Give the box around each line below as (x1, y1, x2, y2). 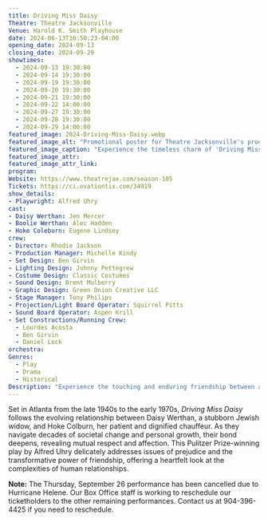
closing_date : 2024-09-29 (8, 49, 94, 57)
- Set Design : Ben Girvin (8, 256, 94, 264)
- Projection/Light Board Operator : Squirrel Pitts (8, 301, 183, 309)
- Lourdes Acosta (15, 323, 73, 331)
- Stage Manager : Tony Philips (8, 294, 112, 302)
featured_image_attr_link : (8, 160, 98, 168)
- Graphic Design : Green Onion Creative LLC (8, 287, 159, 295)
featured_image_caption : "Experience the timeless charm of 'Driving (8, 145, 245, 153)
